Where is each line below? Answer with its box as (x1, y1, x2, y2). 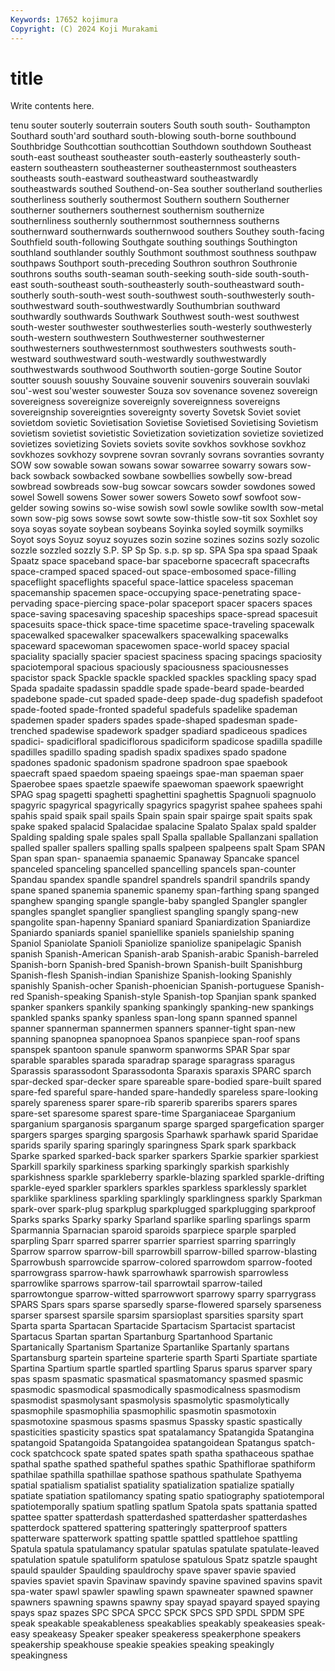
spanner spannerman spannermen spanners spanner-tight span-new (10, 1022, 296, 1035)
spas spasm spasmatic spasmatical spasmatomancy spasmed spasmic (10, 1373, 304, 1385)
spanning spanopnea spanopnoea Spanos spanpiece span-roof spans (10, 1033, 301, 1045)
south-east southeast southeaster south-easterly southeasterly (10, 151, 272, 163)
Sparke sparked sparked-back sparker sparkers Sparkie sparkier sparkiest (10, 1150, 319, 1162)
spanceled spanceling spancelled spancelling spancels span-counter (10, 863, 297, 875)
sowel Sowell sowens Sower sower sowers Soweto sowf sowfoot (10, 491, 278, 503)
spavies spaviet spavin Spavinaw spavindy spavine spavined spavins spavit (10, 1575, 323, 1587)
